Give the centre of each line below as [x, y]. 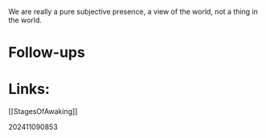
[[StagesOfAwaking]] [43, 112]
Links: [29, 89]
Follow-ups [47, 53]
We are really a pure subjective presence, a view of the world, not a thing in [133, 12]
